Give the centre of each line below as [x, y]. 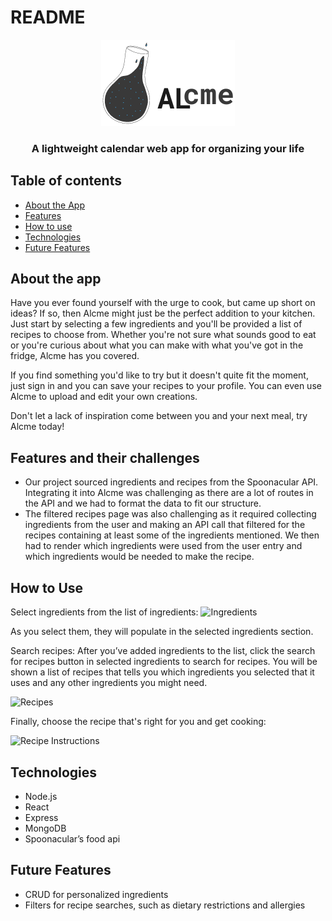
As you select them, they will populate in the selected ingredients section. [162, 632]
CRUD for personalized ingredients [96, 894]
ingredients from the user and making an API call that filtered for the [165, 525]
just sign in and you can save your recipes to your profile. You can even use [166, 386]
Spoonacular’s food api [72, 838]
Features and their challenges [105, 457]
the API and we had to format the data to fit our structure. [143, 503]
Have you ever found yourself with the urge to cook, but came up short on [163, 303]
